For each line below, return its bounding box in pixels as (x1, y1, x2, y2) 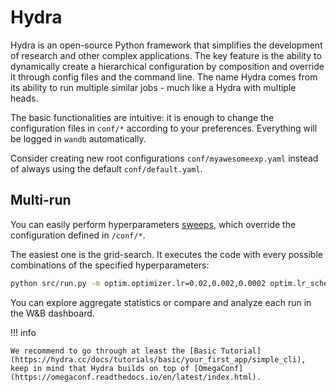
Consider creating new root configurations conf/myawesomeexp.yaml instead (10, 152, 319, 164)
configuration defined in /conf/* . (10, 229, 146, 241)
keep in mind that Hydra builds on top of (10, 363, 190, 373)
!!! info (10, 326, 37, 338)
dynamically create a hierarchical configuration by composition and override (10, 60, 325, 72)
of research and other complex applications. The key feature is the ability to (10, 49, 322, 61)
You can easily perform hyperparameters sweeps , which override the (10, 218, 297, 230)
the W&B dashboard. (10, 307, 95, 319)
